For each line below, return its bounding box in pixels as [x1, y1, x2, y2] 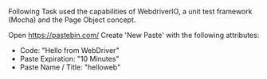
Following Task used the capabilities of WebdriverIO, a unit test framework [8, 7, 253, 16]
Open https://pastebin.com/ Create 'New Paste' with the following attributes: [8, 31, 260, 39]
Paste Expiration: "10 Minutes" [19, 55, 120, 63]
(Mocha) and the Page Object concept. [8, 15, 136, 24]
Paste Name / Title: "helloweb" [19, 62, 121, 72]
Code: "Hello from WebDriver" [19, 46, 120, 55]
